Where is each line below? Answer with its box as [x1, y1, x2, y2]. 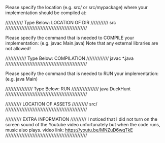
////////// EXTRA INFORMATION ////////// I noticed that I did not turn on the [5, 116, 157, 122]
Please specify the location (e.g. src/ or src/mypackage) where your [5, 5, 148, 10]
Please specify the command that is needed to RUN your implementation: [5, 70, 159, 77]
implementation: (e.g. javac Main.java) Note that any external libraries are [5, 40, 158, 46]
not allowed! [5, 46, 31, 51]
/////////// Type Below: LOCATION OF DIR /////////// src [5, 20, 116, 25]
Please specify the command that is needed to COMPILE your [5, 35, 135, 41]
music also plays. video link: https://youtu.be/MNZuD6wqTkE [5, 127, 133, 133]
